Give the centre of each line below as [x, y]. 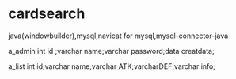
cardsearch [47, 14]
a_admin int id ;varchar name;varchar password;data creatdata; [112, 51]
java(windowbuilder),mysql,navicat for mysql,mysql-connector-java [118, 36]
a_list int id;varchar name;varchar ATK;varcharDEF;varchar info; [112, 66]
